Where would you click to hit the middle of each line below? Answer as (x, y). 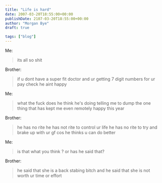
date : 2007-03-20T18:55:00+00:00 (39, 14)
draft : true (17, 28)
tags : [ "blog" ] (21, 37)
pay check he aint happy (42, 84)
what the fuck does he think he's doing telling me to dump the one (84, 103)
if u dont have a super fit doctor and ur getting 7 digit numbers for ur (86, 79)
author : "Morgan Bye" (27, 23)
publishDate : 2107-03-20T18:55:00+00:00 (47, 19)
